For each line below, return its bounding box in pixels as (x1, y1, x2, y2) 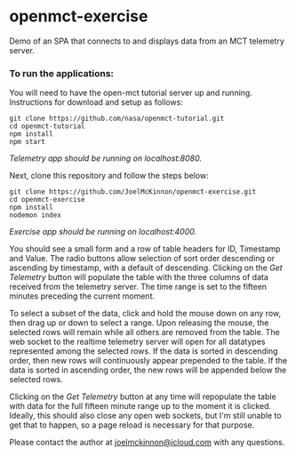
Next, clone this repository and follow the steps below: (9, 171, 209, 181)
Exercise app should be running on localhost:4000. (9, 227, 197, 237)
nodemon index (9, 211, 62, 220)
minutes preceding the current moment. (9, 291, 156, 301)
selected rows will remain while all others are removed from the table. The (9, 327, 280, 338)
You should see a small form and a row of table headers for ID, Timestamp (9, 244, 281, 254)
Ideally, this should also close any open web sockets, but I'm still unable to (9, 411, 282, 421)
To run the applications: (9, 67, 114, 79)
